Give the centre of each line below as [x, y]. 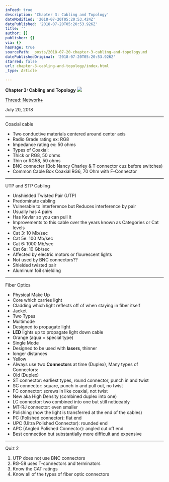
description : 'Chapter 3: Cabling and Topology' [57, 15]
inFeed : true [19, 10]
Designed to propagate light [41, 327]
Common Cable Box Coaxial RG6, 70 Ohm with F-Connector [75, 171]
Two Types [24, 316]
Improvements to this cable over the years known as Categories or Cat [86, 222]
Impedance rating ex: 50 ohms [44, 145]
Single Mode [26, 343]
